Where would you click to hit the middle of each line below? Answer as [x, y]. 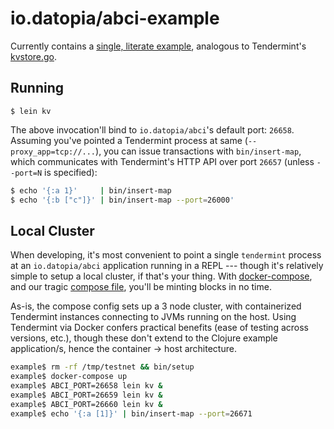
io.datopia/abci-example [115, 18]
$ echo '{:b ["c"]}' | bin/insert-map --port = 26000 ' [122, 200]
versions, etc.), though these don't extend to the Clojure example [144, 338]
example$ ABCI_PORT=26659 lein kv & [86, 395]
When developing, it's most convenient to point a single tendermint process [166, 255]
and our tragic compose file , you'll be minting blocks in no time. [141, 287]
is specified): [71, 172]
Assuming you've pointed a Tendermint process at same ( [129, 140]
